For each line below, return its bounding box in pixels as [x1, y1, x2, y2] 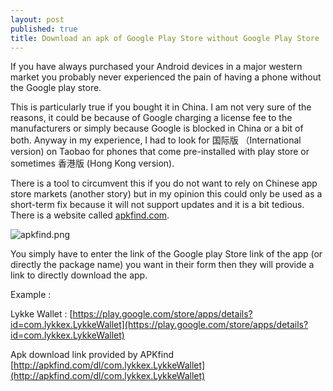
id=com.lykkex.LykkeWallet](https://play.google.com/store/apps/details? [10, 319, 309, 331]
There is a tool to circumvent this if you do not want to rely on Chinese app [10, 177, 318, 190]
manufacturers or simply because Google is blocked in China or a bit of [10, 122, 304, 135]
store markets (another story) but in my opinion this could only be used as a [10, 188, 323, 200]
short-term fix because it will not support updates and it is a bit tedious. [10, 199, 305, 211]
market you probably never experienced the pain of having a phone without [10, 71, 322, 83]
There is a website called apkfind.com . [10, 209, 170, 221]
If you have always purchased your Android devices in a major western [10, 61, 303, 73]
